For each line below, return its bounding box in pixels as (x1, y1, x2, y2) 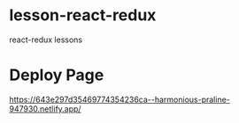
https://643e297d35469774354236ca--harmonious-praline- (9, 94, 230, 105)
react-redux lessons (9, 34, 82, 45)
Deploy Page (9, 65, 104, 85)
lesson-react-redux (9, 5, 157, 25)
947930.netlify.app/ (9, 103, 81, 114)
